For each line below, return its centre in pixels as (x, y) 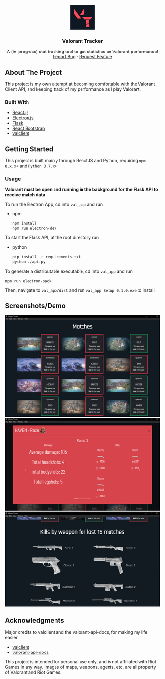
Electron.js (23, 118)
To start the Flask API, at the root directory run (52, 238)
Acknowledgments (35, 620)
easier (12, 637)
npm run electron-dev (34, 228)
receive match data (25, 195)
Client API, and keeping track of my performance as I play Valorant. (73, 89)
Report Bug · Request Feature (82, 57)
